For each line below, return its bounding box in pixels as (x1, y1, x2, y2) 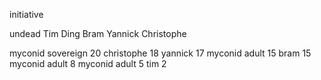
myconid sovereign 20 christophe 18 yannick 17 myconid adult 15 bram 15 (9, 47, 312, 59)
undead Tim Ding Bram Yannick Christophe (9, 28, 187, 39)
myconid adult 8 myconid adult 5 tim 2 (9, 58, 167, 69)
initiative (9, 9, 44, 20)
